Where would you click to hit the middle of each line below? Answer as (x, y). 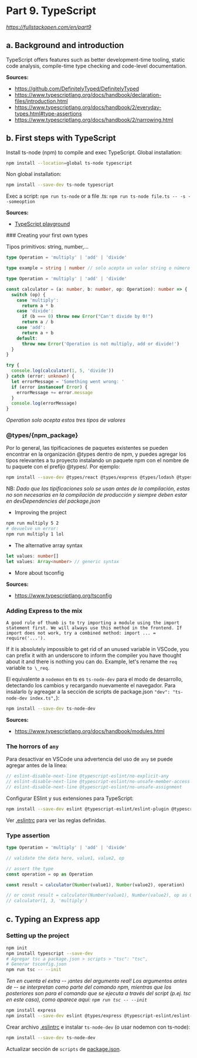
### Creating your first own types (47, 235)
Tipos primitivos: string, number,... (47, 247)
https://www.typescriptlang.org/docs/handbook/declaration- (88, 94)
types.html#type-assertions (48, 113)
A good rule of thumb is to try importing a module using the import (93, 623)
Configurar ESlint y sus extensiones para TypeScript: (70, 798)
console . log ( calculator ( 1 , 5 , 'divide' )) (63, 371)
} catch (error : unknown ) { (40, 377)
